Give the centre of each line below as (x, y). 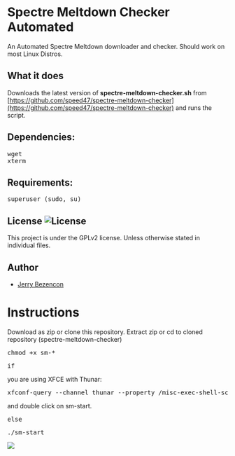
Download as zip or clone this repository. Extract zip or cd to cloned (105, 332)
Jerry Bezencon (41, 284)
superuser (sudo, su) (44, 199)
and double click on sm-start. (50, 406)
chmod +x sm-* (31, 352)
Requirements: (40, 182)
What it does (36, 76)
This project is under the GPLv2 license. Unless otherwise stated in (104, 238)
